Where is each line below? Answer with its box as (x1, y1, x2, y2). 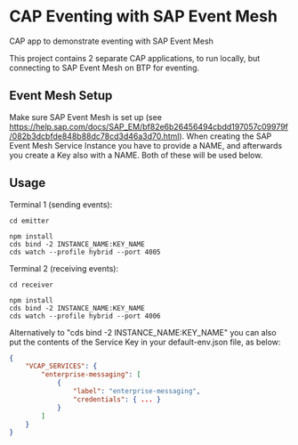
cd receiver (9, 280, 53, 289)
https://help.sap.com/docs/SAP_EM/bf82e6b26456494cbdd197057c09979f (9, 121, 289, 132)
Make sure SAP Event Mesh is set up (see (9, 111, 163, 122)
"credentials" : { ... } (72, 394, 162, 404)
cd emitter (9, 216, 50, 225)
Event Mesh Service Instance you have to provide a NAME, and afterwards (9, 140, 283, 150)
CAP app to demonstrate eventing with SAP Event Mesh (9, 36, 213, 46)
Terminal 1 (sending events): (9, 198, 113, 210)
